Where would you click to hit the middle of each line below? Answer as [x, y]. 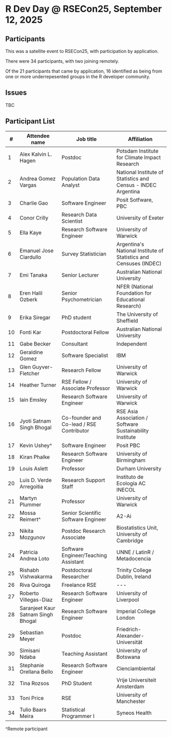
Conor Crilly [34, 218]
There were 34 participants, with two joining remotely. [62, 61]
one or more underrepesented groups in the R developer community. [78, 77]
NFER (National [135, 286]
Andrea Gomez [38, 178]
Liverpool [128, 600]
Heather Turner [38, 385]
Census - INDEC [137, 185]
